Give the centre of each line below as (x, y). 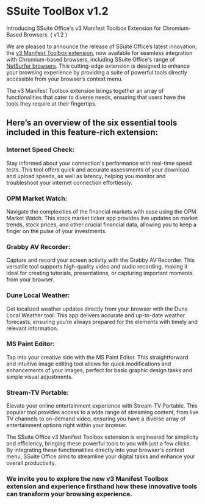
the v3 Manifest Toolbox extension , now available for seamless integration (99, 52)
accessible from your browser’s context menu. (65, 79)
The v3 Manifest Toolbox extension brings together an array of (85, 90)
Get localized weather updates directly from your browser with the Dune (97, 309)
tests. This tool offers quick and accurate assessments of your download (98, 170)
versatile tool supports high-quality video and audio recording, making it (97, 267)
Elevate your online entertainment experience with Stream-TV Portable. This (102, 406)
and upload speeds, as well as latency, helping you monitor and (86, 176)
